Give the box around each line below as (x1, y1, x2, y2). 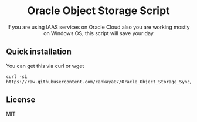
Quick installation (6, 47, 72, 57)
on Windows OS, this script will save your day (43, 29, 154, 36)
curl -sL (6, 73, 28, 80)
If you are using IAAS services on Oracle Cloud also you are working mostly (7, 23, 190, 30)
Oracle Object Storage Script (27, 4, 170, 18)
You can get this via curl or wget (6, 62, 84, 69)
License (6, 95, 36, 105)
